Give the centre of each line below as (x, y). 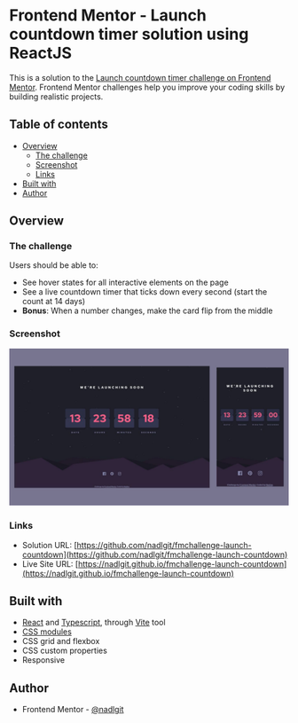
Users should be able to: (54, 265)
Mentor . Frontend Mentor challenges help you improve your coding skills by (147, 87)
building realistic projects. (56, 96)
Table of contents (59, 125)
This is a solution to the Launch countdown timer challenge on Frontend (140, 77)
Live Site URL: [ (50, 563)
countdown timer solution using (129, 34)
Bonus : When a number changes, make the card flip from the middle (147, 310)
